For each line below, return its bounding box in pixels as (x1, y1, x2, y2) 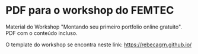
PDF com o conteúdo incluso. (5, 29, 78, 36)
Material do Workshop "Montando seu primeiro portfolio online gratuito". (5, 23, 182, 30)
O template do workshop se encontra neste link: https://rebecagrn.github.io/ (5, 41, 192, 48)
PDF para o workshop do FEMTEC (5, 4, 174, 17)
